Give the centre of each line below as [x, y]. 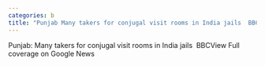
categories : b [32, 15]
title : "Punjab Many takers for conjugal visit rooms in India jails [125, 23]
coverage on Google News [51, 53]
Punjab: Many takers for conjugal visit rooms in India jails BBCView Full [124, 45]
